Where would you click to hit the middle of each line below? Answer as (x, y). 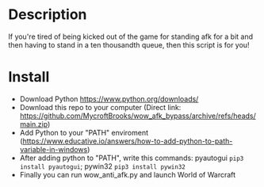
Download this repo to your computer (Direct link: (100, 107)
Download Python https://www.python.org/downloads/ (109, 99)
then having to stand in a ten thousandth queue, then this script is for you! (129, 44)
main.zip (34, 124)
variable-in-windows (54, 149)
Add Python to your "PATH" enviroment (84, 132)
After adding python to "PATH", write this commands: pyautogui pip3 (132, 158)
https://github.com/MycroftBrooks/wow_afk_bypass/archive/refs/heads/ (138, 116)
